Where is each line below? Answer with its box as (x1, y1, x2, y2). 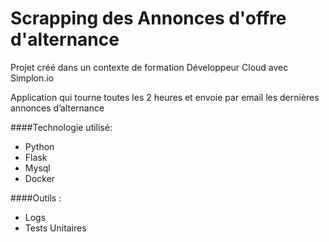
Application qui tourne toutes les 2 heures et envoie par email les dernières (10, 91, 320, 103)
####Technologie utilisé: (10, 121, 113, 133)
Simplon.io (10, 72, 55, 84)
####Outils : (10, 192, 62, 204)
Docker (24, 172, 56, 184)
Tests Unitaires (24, 222, 87, 234)
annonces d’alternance (10, 102, 105, 114)
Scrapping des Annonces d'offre (10, 7, 287, 30)
